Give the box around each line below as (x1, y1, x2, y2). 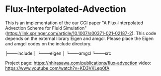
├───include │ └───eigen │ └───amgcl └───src (5, 50, 112, 56)
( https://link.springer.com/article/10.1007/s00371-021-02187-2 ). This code (5, 30, 157, 36)
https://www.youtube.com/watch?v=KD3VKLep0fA (5, 65, 110, 71)
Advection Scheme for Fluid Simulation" (5, 25, 87, 31)
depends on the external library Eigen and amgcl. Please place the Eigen (5, 36, 154, 41)
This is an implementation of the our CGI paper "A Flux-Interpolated (5, 20, 143, 26)
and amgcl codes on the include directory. (5, 40, 92, 46)
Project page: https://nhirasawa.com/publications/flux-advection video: (5, 60, 152, 66)
